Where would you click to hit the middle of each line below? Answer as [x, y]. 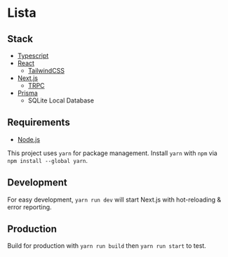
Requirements [39, 123]
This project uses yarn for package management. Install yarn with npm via [112, 153]
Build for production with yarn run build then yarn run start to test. [107, 246]
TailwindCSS [46, 71]
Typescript [33, 55]
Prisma [28, 93]
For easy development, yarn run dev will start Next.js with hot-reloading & [114, 199]
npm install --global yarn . [48, 160]
